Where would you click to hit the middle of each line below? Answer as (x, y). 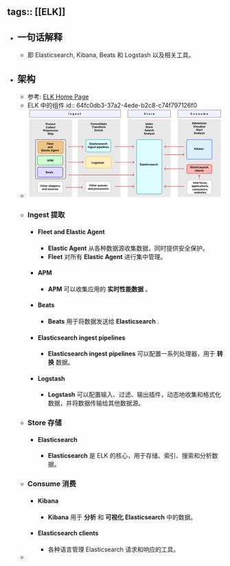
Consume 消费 (52, 484)
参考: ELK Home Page (58, 97)
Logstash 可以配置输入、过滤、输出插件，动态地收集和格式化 (135, 395)
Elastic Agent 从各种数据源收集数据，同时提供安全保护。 (128, 248)
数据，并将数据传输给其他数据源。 (96, 403)
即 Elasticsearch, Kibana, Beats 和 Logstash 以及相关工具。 (111, 55)
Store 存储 (44, 423)
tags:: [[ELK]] (36, 12)
